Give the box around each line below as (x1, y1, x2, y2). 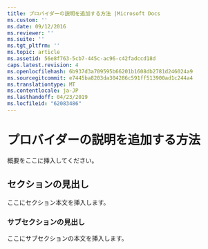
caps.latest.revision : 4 (7, 62, 79, 68)
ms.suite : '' (7, 36, 45, 43)
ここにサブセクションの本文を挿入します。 (7, 234, 128, 242)
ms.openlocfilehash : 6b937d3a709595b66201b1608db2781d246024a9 (7, 68, 193, 75)
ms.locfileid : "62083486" (7, 100, 82, 107)
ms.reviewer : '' (7, 29, 54, 37)
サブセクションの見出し (7, 217, 85, 227)
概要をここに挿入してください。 (7, 156, 98, 165)
